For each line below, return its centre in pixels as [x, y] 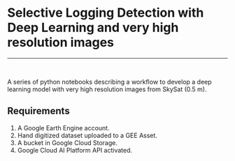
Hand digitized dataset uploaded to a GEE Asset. [87, 135]
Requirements [38, 111]
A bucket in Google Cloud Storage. [67, 143]
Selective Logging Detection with [106, 13]
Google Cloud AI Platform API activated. [75, 150]
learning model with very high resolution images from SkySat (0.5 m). [107, 89]
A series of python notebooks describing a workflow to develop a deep [109, 82]
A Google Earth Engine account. [63, 128]
